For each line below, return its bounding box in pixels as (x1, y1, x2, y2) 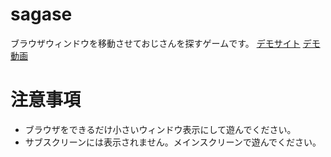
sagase (10, 3, 73, 26)
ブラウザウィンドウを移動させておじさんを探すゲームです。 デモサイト (10, 37, 301, 49)
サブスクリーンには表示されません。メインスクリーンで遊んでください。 (24, 136, 322, 148)
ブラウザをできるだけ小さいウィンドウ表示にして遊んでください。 (24, 123, 297, 135)
